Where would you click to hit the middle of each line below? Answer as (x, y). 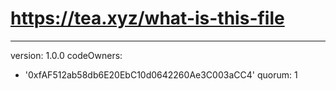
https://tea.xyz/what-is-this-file (147, 18)
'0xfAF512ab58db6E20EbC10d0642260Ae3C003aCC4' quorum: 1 (161, 74)
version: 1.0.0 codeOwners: (66, 55)
